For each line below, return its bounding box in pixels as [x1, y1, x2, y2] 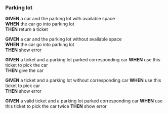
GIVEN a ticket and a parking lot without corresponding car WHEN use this [5, 78, 161, 84]
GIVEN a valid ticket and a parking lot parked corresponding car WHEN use [5, 98, 163, 104]
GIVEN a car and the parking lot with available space [5, 16, 115, 22]
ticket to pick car [5, 83, 40, 89]
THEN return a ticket [5, 26, 48, 32]
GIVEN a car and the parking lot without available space [5, 36, 122, 42]
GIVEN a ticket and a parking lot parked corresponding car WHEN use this [5, 57, 160, 63]
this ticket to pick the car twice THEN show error [5, 103, 107, 109]
